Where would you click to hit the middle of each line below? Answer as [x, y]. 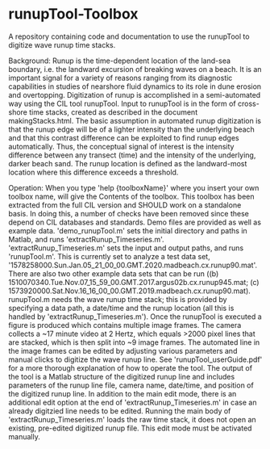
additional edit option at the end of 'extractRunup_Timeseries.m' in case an [133, 402]
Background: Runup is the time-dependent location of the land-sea [120, 61]
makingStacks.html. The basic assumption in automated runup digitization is [135, 120]
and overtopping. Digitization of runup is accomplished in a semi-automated [135, 94]
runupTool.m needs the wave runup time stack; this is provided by [118, 299]
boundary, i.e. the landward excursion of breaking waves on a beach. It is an [135, 69]
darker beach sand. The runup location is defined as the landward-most [128, 163]
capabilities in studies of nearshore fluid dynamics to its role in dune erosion [135, 86]
